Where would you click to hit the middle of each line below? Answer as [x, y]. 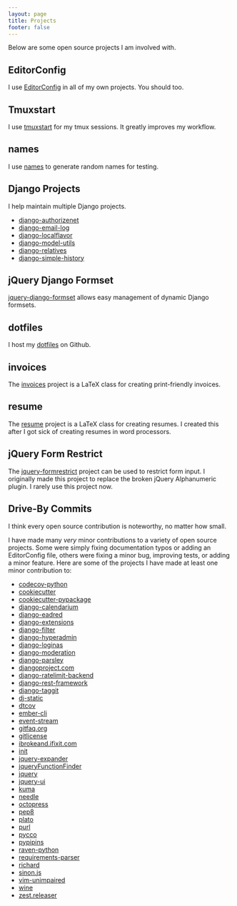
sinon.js [30, 872]
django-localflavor [45, 235]
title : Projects [32, 21]
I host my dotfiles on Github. [50, 345]
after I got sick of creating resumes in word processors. [90, 431]
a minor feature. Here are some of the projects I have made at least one [113, 563]
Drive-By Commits [50, 509]
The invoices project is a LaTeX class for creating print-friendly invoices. [114, 384]
